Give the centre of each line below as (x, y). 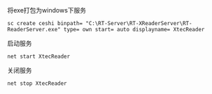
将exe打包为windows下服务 (47, 10)
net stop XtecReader (37, 84)
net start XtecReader (39, 56)
